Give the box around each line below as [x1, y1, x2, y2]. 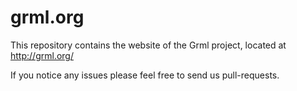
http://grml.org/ [10, 49, 74, 61]
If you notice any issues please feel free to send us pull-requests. [10, 69, 280, 81]
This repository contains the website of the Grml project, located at [10, 39, 287, 51]
